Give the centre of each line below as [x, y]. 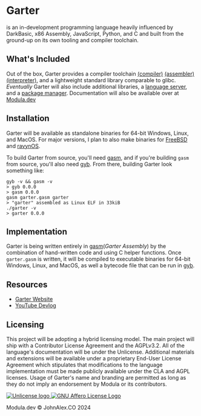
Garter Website [34, 299]
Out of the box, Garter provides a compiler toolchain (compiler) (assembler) [100, 74]
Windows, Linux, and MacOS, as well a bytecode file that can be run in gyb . [100, 265]
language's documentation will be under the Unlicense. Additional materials [100, 352]
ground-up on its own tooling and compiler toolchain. [73, 40]
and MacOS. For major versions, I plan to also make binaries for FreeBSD [97, 139]
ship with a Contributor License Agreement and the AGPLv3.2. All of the [96, 346]
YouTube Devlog [35, 305]
